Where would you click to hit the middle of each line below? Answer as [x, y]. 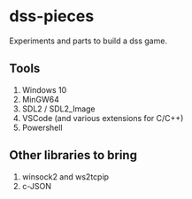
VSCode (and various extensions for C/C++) [103, 118]
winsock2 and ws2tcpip [65, 176]
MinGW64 [41, 99]
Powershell [42, 127]
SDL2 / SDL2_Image [58, 109]
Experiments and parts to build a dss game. [88, 41]
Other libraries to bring [73, 155]
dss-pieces [52, 16]
